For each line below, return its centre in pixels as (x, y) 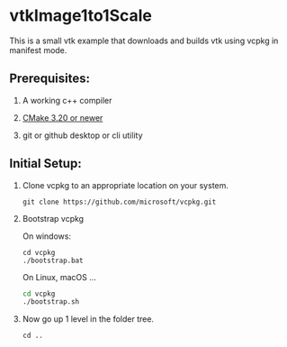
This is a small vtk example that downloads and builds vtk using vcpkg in (144, 41)
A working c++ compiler (67, 100)
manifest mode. (38, 50)
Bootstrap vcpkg (53, 218)
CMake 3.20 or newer (63, 117)
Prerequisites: (49, 79)
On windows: (47, 236)
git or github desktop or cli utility (82, 135)
